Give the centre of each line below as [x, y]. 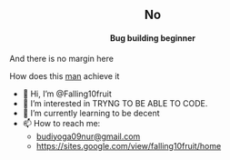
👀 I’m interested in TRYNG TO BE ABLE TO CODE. [115, 103]
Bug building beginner [153, 38]
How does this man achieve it [65, 75]
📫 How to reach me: [61, 123]
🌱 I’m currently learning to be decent [91, 113]
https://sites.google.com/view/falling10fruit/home [129, 145]
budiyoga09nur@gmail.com [88, 136]
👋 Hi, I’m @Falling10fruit [67, 94]
